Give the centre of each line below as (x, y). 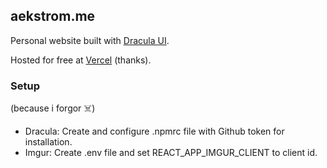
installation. (48, 142)
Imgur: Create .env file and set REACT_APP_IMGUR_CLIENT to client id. (171, 153)
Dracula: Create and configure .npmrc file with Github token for (154, 131)
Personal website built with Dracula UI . (90, 40)
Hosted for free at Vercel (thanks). (81, 60)
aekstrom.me (53, 16)
